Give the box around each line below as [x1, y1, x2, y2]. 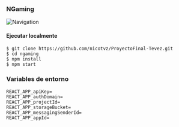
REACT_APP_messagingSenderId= [6, 110, 82, 116]
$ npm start [6, 61, 36, 67]
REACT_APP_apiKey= [6, 89, 52, 95]
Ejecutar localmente [6, 32, 58, 39]
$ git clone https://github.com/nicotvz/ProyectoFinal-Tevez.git [6, 46, 173, 52]
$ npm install [6, 56, 42, 62]
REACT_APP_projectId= [6, 99, 61, 105]
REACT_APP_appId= [6, 114, 50, 121]
